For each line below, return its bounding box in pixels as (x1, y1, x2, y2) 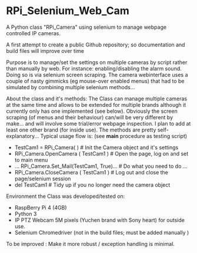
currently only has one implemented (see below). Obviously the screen (6, 107, 178, 114)
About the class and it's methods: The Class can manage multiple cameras (6, 95, 187, 102)
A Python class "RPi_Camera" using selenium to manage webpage (6, 23, 166, 31)
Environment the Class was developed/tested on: (6, 193, 125, 200)
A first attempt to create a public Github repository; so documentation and (6, 41, 185, 48)
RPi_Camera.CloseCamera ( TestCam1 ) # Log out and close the (14, 168, 169, 176)
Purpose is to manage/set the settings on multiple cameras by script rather (6, 59, 188, 66)
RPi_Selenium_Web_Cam (6, 4, 129, 18)
